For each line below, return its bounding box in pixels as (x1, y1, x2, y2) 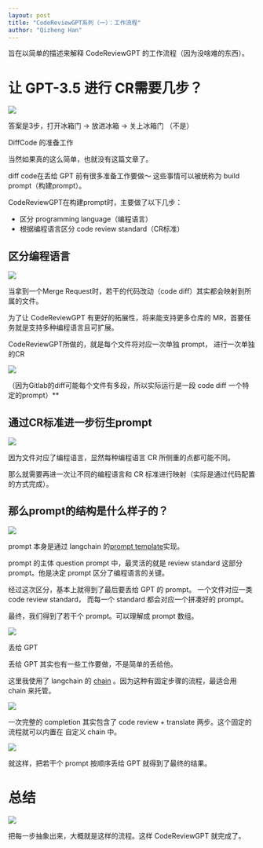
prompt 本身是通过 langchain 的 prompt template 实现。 (8, 541, 184, 550)
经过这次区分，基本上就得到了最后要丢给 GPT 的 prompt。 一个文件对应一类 (8, 584, 253, 594)
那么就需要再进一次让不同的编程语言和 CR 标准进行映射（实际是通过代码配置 (8, 469, 256, 479)
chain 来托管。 (8, 685, 56, 695)
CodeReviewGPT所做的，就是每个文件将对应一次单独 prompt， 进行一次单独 (8, 339, 255, 349)
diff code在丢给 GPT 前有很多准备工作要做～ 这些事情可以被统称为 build (8, 171, 240, 181)
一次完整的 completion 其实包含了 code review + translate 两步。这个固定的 (8, 717, 253, 726)
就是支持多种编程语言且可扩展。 (14, 323, 119, 332)
